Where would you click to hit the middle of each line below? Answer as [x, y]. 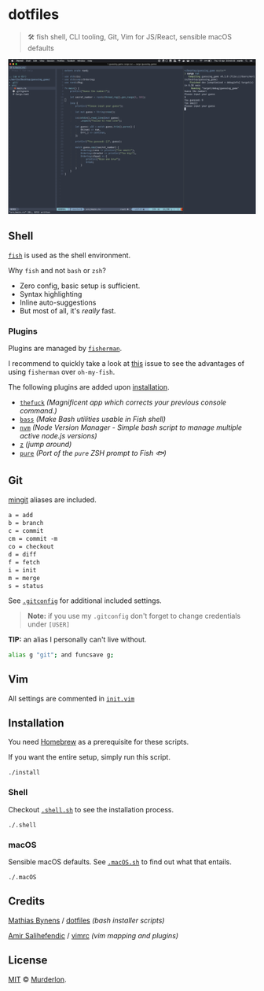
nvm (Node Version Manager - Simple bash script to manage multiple [130, 427]
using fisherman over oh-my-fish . [62, 372]
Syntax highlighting [51, 294]
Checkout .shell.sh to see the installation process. [91, 809]
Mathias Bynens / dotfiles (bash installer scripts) [86, 920]
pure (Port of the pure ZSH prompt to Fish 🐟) [93, 453]
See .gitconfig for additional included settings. [85, 601]
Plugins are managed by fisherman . [65, 349]
